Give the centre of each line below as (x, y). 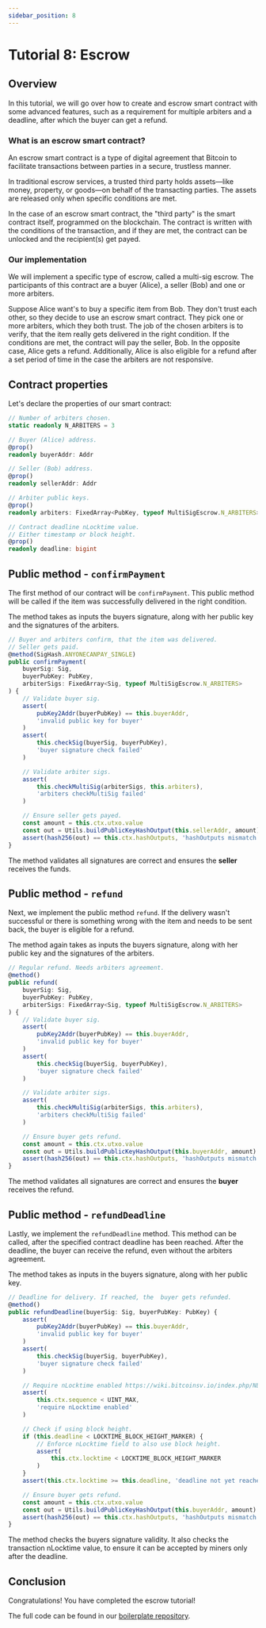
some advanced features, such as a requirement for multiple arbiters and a (130, 111)
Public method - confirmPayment (87, 574)
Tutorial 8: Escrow (69, 54)
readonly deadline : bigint (53, 549)
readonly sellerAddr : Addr (53, 484)
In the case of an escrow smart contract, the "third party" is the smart (122, 213)
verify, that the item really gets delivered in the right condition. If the (119, 335)
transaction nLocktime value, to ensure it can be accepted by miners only (128, 1548)
